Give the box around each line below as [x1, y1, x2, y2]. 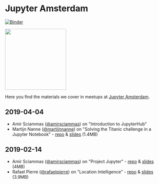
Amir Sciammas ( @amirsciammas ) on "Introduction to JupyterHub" [12, 121, 147, 127]
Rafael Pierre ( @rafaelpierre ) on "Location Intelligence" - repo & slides [12, 169, 154, 175]
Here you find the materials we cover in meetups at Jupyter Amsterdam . [5, 94, 150, 100]
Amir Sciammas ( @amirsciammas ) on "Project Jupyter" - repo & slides [12, 158, 154, 164]
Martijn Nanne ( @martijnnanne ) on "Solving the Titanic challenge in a [12, 126, 152, 132]
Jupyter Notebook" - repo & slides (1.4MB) [12, 131, 98, 137]
